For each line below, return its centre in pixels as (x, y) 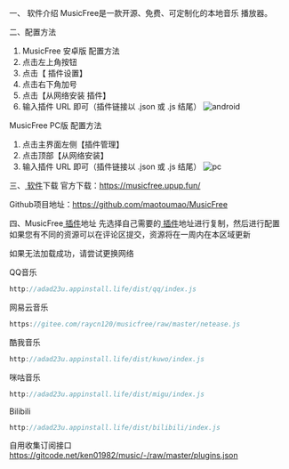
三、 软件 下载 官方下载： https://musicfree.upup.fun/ (105, 186)
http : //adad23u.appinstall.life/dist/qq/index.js (103, 289)
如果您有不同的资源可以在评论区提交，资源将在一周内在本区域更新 (130, 234)
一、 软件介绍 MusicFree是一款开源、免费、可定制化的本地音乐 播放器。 (141, 13)
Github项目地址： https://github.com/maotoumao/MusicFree (119, 204)
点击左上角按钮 (49, 62)
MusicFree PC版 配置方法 (56, 125)
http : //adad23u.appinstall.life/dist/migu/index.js (107, 394)
